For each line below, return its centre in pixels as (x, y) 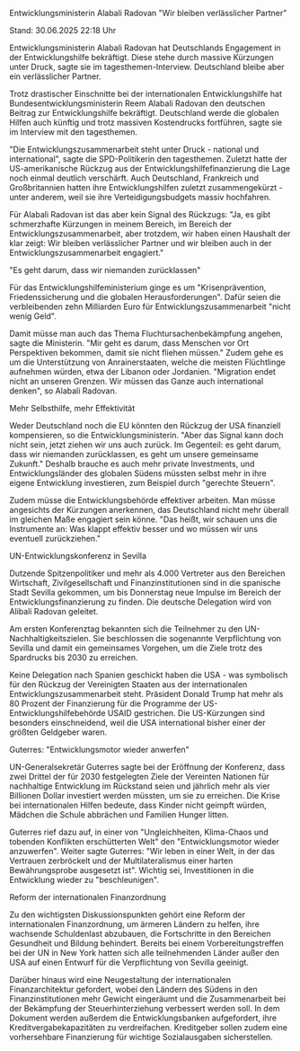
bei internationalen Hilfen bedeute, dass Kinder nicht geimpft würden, (138, 805)
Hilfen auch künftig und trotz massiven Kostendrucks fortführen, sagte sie (146, 122)
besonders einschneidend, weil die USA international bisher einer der (138, 723)
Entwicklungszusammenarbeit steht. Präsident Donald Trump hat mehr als (146, 694)
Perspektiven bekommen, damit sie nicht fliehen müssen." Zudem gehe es (146, 353)
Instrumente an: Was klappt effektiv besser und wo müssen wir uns (134, 529)
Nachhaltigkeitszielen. (50, 638)
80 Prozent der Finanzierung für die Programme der (106, 703)
